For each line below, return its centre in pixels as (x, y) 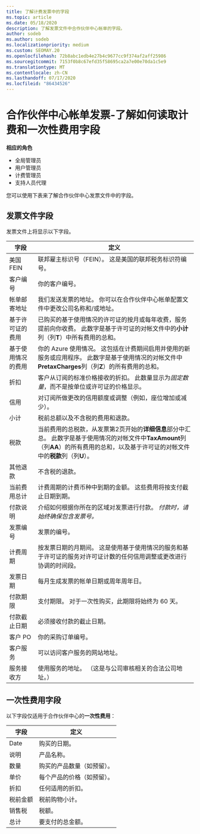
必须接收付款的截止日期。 (74, 621)
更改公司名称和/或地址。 (84, 308)
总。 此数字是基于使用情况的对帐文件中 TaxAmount (109, 438)
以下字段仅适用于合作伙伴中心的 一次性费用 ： (61, 715)
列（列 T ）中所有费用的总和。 (79, 337)
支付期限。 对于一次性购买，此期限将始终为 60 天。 (110, 601)
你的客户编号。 (59, 284)
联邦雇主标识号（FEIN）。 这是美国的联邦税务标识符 (109, 259)
